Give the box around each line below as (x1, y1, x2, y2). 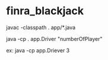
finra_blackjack (6, 4, 84, 18)
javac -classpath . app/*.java (6, 24, 76, 31)
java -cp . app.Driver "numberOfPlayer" (6, 35, 103, 42)
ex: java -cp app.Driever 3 (6, 46, 70, 54)
